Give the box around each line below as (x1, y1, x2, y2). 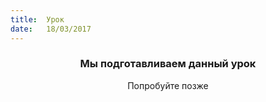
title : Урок (10, 14, 65, 25)
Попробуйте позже (127, 79, 209, 91)
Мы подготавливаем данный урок (79, 57, 257, 71)
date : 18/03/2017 (10, 24, 92, 34)
